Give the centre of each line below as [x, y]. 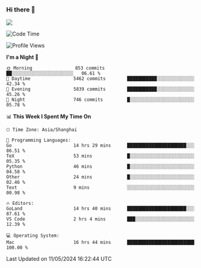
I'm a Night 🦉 [22, 57]
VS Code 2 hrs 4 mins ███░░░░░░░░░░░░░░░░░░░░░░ [100, 219]
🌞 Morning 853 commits [55, 69]
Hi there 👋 [21, 10]
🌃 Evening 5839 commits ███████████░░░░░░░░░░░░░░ [100, 90]
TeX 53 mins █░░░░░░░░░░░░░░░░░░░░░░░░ [100, 156]
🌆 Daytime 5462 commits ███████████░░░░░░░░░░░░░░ [100, 79]
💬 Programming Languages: [38, 141]
